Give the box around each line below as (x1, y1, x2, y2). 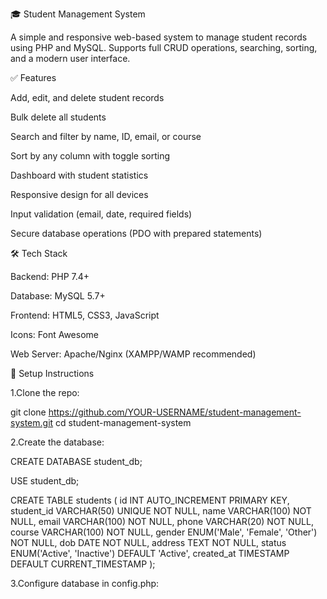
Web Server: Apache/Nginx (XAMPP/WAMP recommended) (10, 348, 257, 360)
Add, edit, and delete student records (10, 92, 165, 103)
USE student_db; (10, 475, 80, 487)
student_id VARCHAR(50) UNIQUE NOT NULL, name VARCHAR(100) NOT (10, 505, 312, 517)
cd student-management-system (55, 417, 192, 428)
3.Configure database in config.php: (10, 578, 160, 589)
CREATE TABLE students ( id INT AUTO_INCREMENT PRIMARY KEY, (10, 494, 290, 506)
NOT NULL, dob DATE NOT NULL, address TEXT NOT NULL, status (10, 537, 287, 548)
